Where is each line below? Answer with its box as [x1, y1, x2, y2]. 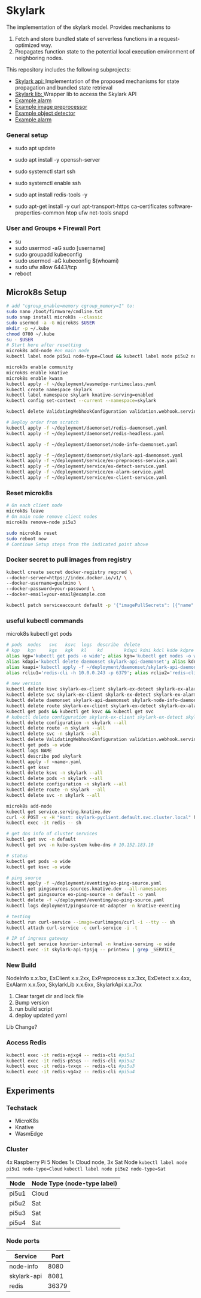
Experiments [6, 1085, 55, 1095]
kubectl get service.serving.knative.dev [6, 809, 111, 815]
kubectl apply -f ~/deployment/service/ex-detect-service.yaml [6, 463, 167, 469]
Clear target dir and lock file [14, 993, 84, 1000]
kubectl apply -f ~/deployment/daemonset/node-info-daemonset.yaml [6, 441, 178, 448]
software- [168, 203, 193, 210]
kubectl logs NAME [6, 748, 52, 754]
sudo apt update [14, 145, 56, 152]
